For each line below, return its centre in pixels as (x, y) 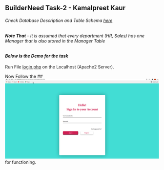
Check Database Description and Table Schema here (59, 20)
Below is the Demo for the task (37, 56)
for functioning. (21, 162)
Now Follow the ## (24, 76)
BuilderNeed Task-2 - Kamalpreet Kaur (65, 8)
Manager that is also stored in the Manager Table (55, 41)
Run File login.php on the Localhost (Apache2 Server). (60, 67)
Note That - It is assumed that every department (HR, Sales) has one (75, 36)
